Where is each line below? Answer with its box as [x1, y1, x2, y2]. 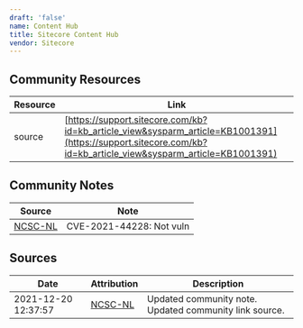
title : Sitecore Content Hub [9, 30, 119, 39]
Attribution [90, 277, 139, 289]
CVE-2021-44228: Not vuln [66, 220, 190, 232]
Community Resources [9, 71, 142, 87]
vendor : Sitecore [9, 38, 75, 48]
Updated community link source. [147, 304, 285, 316]
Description [192, 277, 244, 289]
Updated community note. [147, 292, 258, 305]
